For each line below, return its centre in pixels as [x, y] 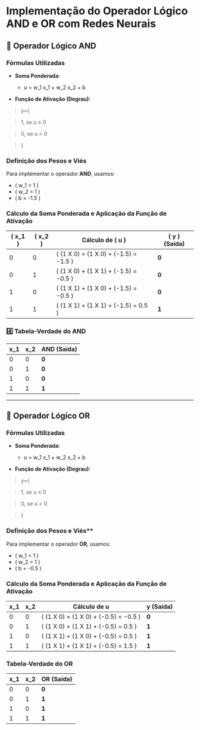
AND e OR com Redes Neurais [81, 24]
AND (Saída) [59, 349]
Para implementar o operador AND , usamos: [60, 174]
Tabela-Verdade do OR [40, 664]
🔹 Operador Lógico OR [48, 416]
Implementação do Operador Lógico [97, 11]
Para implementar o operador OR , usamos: [59, 544]
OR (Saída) [57, 679]
